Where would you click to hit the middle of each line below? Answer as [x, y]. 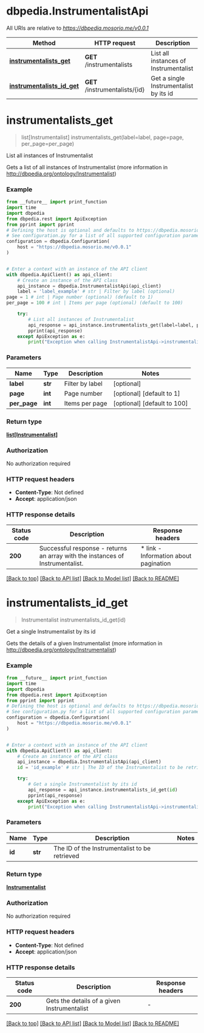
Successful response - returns [83, 548]
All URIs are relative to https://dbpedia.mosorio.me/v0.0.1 [77, 28]
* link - [151, 548]
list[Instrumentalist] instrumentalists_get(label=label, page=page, [102, 137]
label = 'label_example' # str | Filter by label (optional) [96, 292]
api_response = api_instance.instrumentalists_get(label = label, [111, 325]
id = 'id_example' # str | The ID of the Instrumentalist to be [100, 768]
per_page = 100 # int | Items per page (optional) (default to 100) [95, 303]
